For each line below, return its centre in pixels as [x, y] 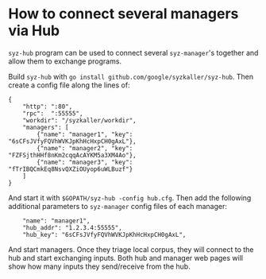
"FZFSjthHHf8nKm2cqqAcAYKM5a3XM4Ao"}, [72, 155]
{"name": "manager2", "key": [85, 148]
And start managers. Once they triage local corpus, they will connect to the [131, 249]
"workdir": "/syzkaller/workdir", [79, 120]
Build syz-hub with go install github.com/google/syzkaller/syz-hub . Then [131, 76]
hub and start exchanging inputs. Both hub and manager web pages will [126, 258]
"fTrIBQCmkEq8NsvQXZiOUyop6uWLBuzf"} [71, 169]
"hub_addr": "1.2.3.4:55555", [73, 227]
